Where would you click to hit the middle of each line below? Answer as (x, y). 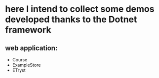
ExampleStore (26, 65)
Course (20, 60)
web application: (31, 48)
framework (28, 30)
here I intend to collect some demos (80, 9)
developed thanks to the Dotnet (71, 19)
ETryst (19, 70)
